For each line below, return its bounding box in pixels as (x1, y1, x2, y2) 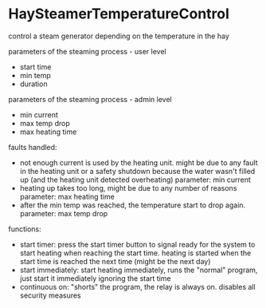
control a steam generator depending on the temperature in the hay (8, 31, 229, 41)
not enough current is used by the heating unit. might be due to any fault (19, 157, 258, 168)
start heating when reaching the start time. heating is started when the (19, 248, 252, 258)
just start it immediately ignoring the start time (19, 273, 171, 283)
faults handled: (8, 142, 57, 152)
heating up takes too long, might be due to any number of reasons (19, 183, 237, 192)
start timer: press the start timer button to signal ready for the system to (19, 239, 256, 249)
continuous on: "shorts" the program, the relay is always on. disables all (19, 282, 256, 291)
